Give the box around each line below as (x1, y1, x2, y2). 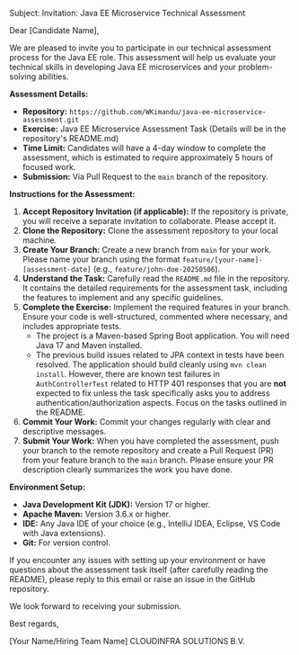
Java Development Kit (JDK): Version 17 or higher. (22, 499, 211, 509)
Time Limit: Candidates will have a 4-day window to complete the (22, 143, 267, 153)
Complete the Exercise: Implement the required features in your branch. (22, 301, 291, 312)
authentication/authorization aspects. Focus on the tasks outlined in (35, 398, 287, 408)
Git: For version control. (22, 537, 110, 548)
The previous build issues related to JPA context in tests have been (35, 350, 285, 360)
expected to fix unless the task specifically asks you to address (35, 388, 271, 399)
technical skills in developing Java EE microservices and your (9, 62, 236, 72)
